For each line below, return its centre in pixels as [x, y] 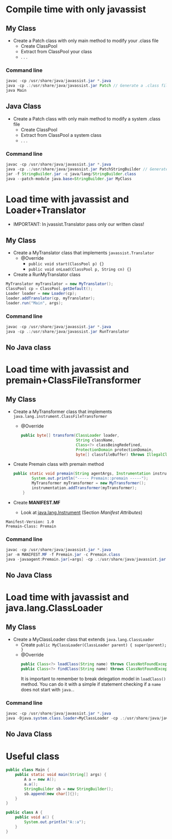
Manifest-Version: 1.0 [30, 522]
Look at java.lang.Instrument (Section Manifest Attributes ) [81, 512]
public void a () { [34, 817]
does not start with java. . [47, 689]
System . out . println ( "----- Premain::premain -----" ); [90, 478]
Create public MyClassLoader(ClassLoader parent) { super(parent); [94, 645]
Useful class [33, 756]
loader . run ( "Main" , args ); [34, 303]
